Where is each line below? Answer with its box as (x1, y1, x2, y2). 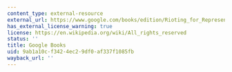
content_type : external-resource (7, 10, 104, 17)
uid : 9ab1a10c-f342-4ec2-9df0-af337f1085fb (7, 49, 135, 56)
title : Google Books (7, 42, 67, 49)
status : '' (7, 36, 39, 43)
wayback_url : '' (7, 55, 54, 62)
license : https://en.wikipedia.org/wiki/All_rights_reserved (7, 29, 187, 36)
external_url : (7, 16, 48, 23)
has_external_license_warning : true (7, 23, 113, 29)
